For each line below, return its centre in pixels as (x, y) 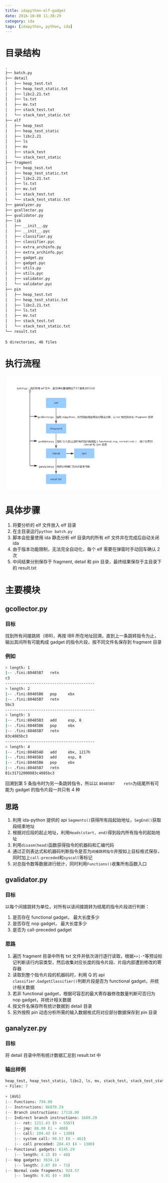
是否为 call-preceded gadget (42, 930)
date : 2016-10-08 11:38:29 (33, 16)
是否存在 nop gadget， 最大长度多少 (50, 924)
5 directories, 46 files (31, 342)
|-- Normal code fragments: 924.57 (42, 1170)
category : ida (20, 21)
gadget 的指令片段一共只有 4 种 (47, 789)
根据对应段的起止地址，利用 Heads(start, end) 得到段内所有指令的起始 (84, 832)
